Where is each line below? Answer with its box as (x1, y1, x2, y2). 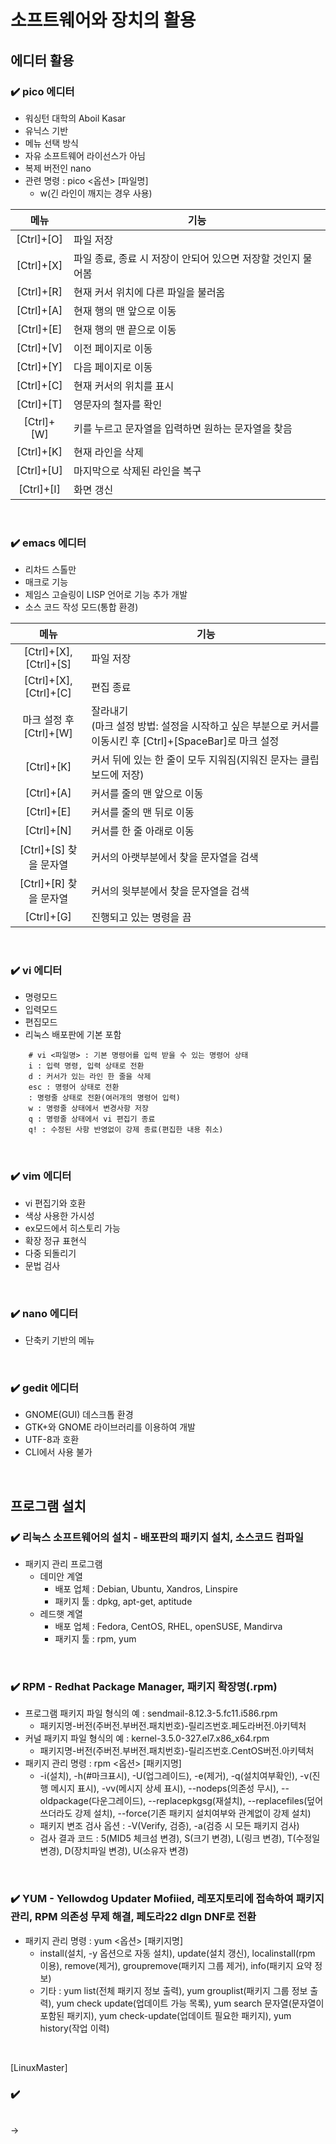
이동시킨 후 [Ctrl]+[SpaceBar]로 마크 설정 (91, 734, 280, 748)
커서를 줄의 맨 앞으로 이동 (91, 787, 204, 801)
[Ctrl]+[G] (24, 910, 72, 924)
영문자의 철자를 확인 (73, 397, 163, 411)
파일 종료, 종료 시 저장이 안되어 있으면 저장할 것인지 (73, 251, 301, 265)
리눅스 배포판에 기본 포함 (24, 1029, 122, 1041)
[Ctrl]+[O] (16, 232, 63, 246)
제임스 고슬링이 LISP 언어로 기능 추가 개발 (24, 589, 188, 601)
